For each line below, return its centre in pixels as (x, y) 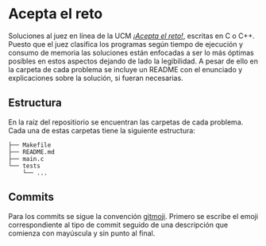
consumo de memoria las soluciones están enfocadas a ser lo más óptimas (131, 52)
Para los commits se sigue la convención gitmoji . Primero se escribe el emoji (133, 216)
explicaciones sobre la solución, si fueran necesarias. (96, 78)
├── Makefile (30, 145)
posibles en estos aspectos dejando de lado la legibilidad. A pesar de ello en (133, 61)
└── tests (25, 166)
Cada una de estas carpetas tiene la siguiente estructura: (102, 130)
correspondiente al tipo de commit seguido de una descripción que (118, 225)
